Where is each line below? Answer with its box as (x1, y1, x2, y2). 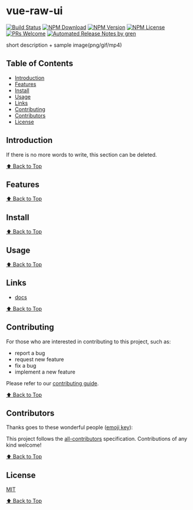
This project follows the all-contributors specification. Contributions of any (6, 436, 188, 443)
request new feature (14, 356, 64, 363)
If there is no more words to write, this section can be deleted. (6, 151, 158, 158)
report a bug (14, 349, 45, 356)
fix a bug (14, 362, 37, 369)
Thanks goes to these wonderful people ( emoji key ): (6, 424, 133, 431)
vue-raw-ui (6, 4, 63, 18)
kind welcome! (6, 441, 42, 449)
